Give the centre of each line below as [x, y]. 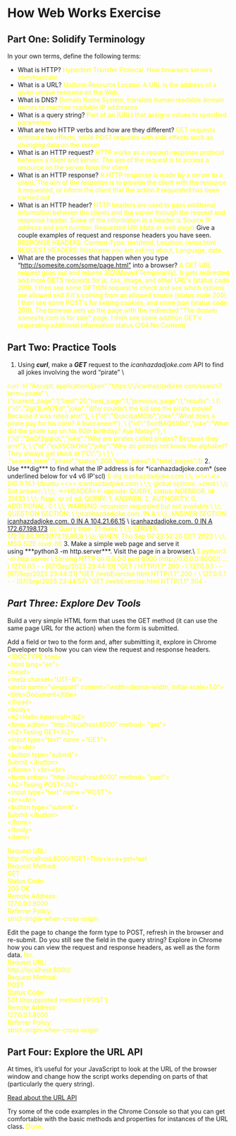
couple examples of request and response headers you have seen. [114, 235]
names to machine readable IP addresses [77, 107]
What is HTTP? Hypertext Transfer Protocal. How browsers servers [115, 70]
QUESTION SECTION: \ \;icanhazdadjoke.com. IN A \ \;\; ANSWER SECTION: [118, 514]
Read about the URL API [42, 1098]
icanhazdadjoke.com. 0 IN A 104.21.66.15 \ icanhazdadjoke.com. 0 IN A [110, 521]
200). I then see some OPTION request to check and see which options [121, 288]
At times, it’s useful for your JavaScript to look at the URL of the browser [112, 1069]
